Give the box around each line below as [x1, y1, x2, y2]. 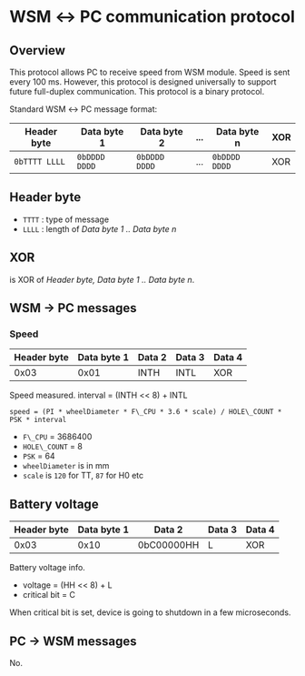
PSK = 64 [22, 450, 56, 461]
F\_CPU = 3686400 [22, 431, 93, 442]
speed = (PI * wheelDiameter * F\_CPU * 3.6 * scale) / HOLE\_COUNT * [9, 408, 282, 417]
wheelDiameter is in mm [22, 460, 110, 471]
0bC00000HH [137, 539, 200, 551]
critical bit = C [22, 590, 75, 600]
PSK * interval [9, 416, 67, 425]
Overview [9, 43, 66, 58]
